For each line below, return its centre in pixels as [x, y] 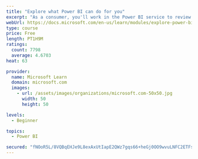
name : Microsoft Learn [39, 77]
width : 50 [34, 99]
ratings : [17, 45]
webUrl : [16, 22]
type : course [22, 28]
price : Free [21, 34]
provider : [18, 71]
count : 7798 [26, 50]
